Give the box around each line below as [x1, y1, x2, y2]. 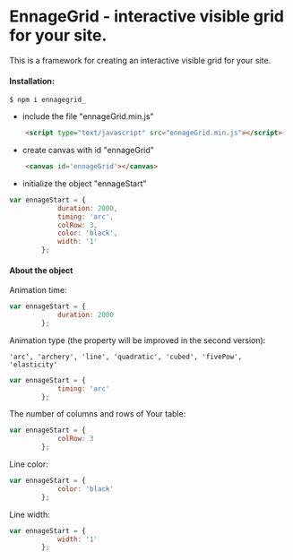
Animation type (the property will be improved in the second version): [9, 334, 266, 346]
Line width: [9, 509, 51, 520]
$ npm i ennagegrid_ [9, 96, 87, 105]
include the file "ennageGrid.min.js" [22, 111, 154, 122]
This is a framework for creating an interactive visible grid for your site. [9, 55, 271, 65]
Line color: [9, 459, 49, 470]
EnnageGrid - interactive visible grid [9, 6, 285, 27]
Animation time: [9, 285, 67, 296]
